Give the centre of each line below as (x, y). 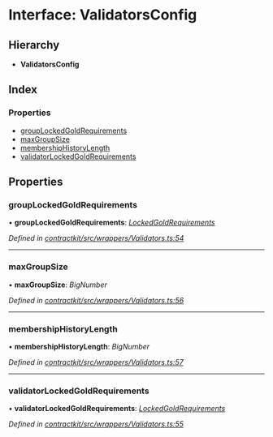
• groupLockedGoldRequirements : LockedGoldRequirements (112, 223)
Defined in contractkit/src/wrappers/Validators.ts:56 (96, 300)
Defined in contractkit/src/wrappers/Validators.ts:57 (96, 362)
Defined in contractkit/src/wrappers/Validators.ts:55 (96, 424)
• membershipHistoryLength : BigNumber (79, 346)
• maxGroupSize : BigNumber (58, 285)
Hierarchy (34, 45)
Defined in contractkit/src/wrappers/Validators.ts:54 (96, 238)
